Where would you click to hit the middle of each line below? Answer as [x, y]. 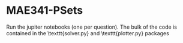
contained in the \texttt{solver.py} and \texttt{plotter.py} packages [88, 33]
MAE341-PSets [44, 10]
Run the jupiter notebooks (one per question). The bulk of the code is [91, 27]
